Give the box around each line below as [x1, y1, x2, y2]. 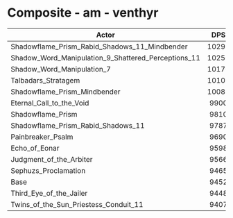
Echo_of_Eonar [10, 143, 60, 153]
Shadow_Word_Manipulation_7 [10, 64, 111, 74]
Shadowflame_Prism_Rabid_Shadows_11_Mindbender [10, 42, 188, 51]
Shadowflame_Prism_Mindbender [10, 87, 121, 97]
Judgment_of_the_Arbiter [10, 154, 93, 164]
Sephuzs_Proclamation [10, 165, 86, 175]
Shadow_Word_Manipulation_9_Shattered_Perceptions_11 [10, 53, 201, 62]
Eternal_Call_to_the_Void [10, 98, 89, 108]
